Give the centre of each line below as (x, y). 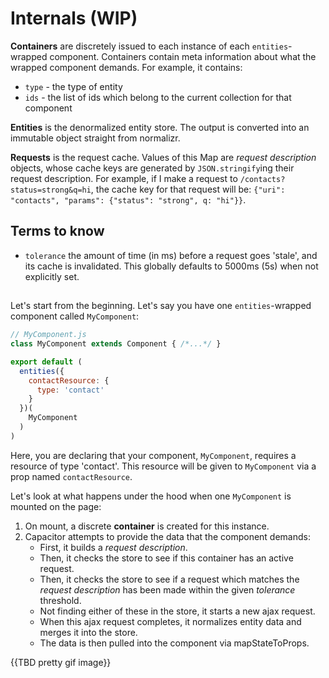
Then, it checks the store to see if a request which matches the (169, 579)
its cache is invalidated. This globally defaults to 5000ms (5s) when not (171, 266)
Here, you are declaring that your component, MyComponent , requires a (153, 455)
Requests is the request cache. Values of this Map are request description (163, 157)
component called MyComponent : (75, 316)
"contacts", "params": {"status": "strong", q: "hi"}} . (128, 199)
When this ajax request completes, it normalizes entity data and (170, 621)
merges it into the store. (88, 632)
